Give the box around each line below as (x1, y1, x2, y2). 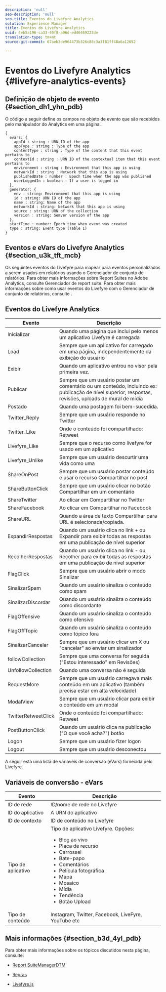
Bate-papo (59, 855, 85, 862)
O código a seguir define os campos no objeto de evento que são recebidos (5, 116, 160, 122)
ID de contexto (7, 817, 42, 824)
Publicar (7, 386, 27, 393)
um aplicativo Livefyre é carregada (59, 334, 140, 341)
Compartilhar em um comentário (59, 489, 135, 496)
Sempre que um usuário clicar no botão (59, 482, 151, 489)
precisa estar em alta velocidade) (59, 687, 137, 694)
